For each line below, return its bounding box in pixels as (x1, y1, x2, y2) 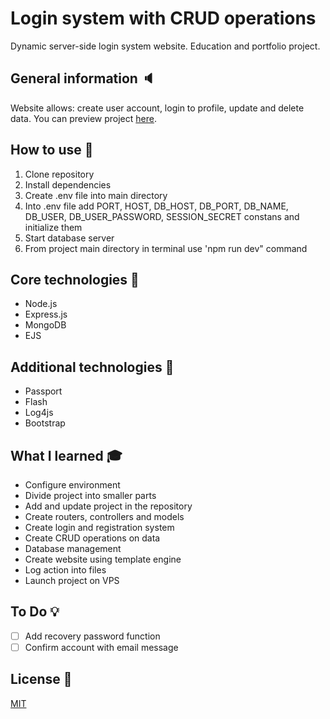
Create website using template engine (24, 553, 182, 565)
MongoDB (24, 319, 67, 331)
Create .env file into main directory (24, 189, 168, 201)
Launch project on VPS (24, 575, 120, 586)
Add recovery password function (24, 630, 161, 642)
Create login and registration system (24, 522, 175, 533)
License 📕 (10, 671, 73, 688)
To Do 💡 (10, 603, 60, 621)
